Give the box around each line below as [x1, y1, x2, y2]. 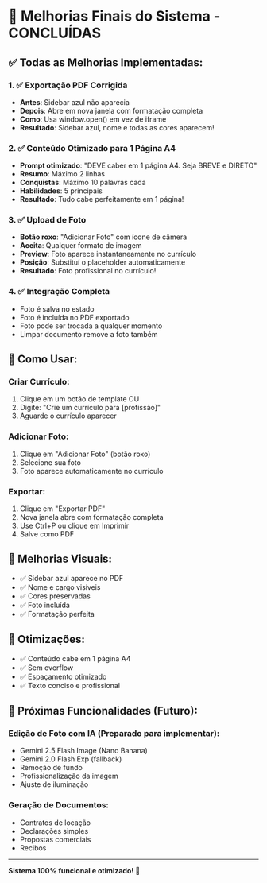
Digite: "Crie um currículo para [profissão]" [19, 403, 161, 412]
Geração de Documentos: [8, 800, 110, 811]
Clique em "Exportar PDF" [19, 504, 106, 513]
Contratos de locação [19, 818, 91, 827]
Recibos [19, 842, 47, 853]
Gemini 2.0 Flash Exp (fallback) [19, 754, 122, 764]
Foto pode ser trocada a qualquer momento [19, 321, 163, 331]
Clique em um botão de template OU [19, 394, 140, 404]
